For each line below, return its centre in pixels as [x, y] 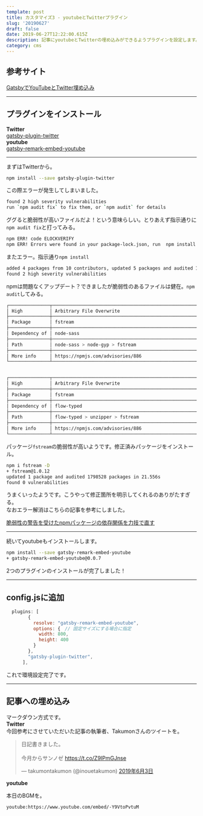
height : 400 [53, 640]
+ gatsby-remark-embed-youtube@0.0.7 [54, 559]
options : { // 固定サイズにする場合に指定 [82, 629]
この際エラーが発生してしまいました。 [54, 190]
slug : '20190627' [28, 23]
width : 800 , [53, 634]
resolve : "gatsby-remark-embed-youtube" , [86, 623]
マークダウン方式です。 [35, 717]
